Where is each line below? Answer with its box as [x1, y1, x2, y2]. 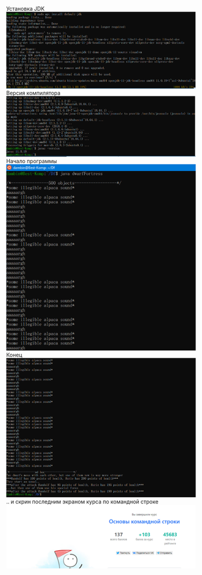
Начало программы [6, 157, 57, 164]
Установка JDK [6, 5, 45, 12]
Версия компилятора [6, 90, 61, 97]
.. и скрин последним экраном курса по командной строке [6, 498, 159, 505]
